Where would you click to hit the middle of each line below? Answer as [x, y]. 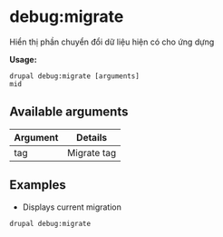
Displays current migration [72, 207]
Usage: [24, 59]
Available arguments [69, 112]
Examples [38, 185]
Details [92, 137]
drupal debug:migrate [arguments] [75, 76]
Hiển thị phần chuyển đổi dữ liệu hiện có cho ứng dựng [112, 42]
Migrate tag [92, 153]
